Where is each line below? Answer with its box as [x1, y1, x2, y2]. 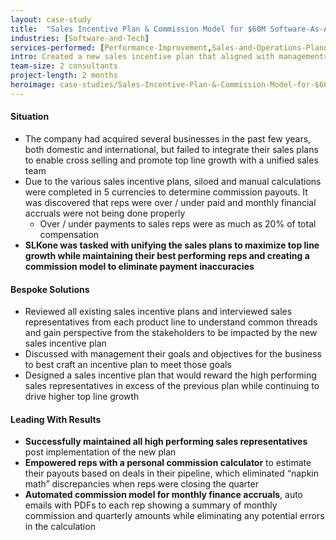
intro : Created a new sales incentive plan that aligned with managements [10, 52, 329, 62]
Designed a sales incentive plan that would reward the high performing [24, 369, 317, 381]
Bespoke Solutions [10, 283, 90, 295]
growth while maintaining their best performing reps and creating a [24, 249, 310, 261]
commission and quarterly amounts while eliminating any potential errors [24, 510, 325, 522]
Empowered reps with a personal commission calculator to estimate [24, 457, 312, 469]
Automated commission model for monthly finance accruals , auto [24, 489, 303, 501]
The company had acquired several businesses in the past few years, [24, 132, 312, 145]
